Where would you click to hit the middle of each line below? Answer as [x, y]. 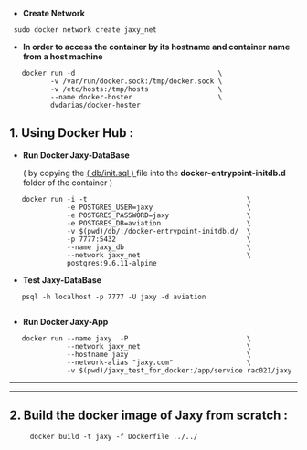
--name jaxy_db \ [159, 247]
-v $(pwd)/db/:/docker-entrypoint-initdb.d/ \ [159, 231]
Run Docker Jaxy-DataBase [76, 155]
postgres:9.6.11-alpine [112, 263]
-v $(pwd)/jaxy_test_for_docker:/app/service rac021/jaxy [180, 370]
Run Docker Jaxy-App [65, 321]
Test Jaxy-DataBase [62, 280]
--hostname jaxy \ [159, 354]
